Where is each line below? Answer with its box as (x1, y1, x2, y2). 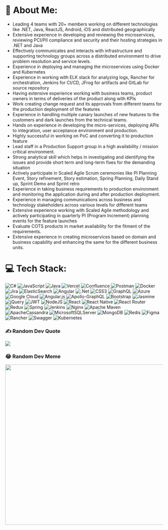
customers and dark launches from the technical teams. (12, 117, 128, 123)
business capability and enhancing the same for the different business (12, 239, 157, 245)
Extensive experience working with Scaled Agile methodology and (12, 207, 149, 213)
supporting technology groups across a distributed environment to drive (12, 53, 161, 59)
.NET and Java (12, 42, 43, 48)
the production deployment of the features (12, 106, 100, 112)
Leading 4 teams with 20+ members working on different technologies (12, 21, 158, 27)
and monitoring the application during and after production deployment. (12, 191, 160, 197)
